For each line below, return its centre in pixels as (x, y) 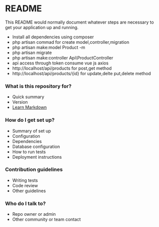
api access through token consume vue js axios (60, 63)
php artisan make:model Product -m (49, 47)
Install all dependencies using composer (53, 37)
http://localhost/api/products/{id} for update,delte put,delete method (81, 73)
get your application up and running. (42, 27)
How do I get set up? (30, 120)
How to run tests (29, 152)
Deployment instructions (37, 157)
